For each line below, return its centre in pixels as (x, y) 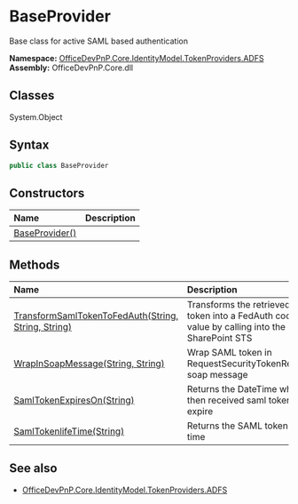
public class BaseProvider (59, 165)
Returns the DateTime (232, 389)
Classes (32, 96)
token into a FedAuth (230, 316)
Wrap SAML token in (229, 353)
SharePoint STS (220, 338)
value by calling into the (236, 327)
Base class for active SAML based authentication (99, 41)
